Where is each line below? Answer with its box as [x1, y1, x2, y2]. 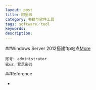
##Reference [5, 71, 33, 76]
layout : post [5, 7, 33, 13]
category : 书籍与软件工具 [5, 17, 55, 22]
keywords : [5, 26, 26, 31]
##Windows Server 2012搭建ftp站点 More [5, 46, 91, 51]
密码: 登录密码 [5, 62, 33, 67]
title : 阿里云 [5, 12, 33, 17]
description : [5, 31, 33, 36]
